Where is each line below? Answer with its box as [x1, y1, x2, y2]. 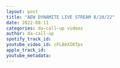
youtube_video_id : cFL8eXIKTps [6, 42, 83, 48]
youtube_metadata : [6, 53, 51, 59]
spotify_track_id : [6, 36, 51, 42]
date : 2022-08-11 [6, 20, 49, 25]
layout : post [6, 8, 38, 15]
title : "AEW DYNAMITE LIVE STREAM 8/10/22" [6, 14, 115, 20]
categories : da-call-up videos [6, 25, 83, 31]
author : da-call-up [6, 31, 54, 37]
